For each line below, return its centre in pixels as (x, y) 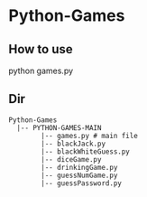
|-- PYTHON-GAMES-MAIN (59, 127)
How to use (41, 49)
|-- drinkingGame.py (79, 167)
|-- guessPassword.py (82, 183)
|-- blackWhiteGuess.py (85, 151)
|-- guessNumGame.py (79, 175)
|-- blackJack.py (73, 144)
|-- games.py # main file (90, 136)
